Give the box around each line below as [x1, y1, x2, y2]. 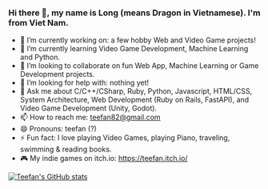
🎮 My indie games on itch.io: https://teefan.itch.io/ [19, 154, 188, 163]
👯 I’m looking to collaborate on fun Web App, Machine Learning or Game [19, 61, 259, 70]
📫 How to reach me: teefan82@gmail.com [19, 112, 162, 123]
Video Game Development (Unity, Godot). [19, 103, 158, 113]
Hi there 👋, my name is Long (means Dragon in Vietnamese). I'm [8, 7, 261, 18]
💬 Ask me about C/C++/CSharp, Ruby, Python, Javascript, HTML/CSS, [19, 86, 253, 96]
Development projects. [19, 70, 95, 79]
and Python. [19, 52, 61, 62]
